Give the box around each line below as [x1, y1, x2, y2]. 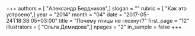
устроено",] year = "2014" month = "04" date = [6, 11, 123, 18]
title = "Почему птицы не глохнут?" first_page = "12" [59, 17, 190, 24]
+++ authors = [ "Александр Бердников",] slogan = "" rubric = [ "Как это [6, 5, 187, 12]
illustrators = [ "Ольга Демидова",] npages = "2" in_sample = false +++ [6, 23, 182, 30]
